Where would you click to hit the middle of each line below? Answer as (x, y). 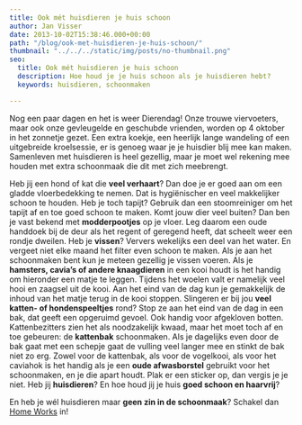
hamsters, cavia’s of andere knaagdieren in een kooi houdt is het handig (145, 269)
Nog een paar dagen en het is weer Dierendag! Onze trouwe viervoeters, (144, 118)
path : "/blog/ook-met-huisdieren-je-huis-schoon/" (106, 43)
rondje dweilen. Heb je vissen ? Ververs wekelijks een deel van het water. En (151, 240)
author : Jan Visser (46, 26)
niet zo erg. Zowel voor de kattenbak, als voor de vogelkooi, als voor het (143, 356)
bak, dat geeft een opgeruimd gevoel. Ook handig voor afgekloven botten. (147, 317)
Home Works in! (39, 411)
